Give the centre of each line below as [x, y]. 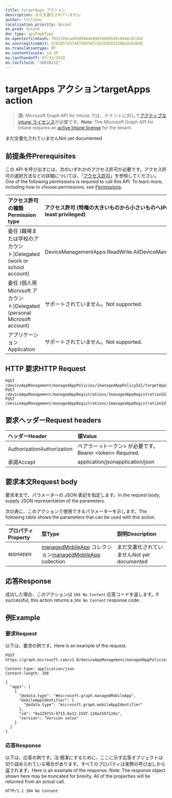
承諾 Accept [22, 462]
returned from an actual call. [35, 782]
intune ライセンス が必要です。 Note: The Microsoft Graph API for [86, 122]
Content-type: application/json [40, 669]
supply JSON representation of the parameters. [56, 501]
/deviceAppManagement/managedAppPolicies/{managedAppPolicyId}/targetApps [87, 385]
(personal [19, 313]
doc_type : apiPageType [29, 34]
